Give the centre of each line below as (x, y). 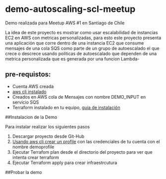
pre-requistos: (28, 75)
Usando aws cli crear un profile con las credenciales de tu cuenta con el (86, 141)
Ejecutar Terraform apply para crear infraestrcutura (65, 163)
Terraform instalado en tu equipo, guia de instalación (66, 107)
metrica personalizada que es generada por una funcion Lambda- (72, 59)
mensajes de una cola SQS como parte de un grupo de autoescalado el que (82, 48)
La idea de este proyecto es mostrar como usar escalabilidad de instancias (82, 32)
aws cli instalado (29, 91)
